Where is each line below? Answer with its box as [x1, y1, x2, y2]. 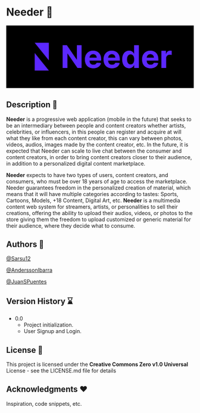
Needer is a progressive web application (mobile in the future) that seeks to [6, 116, 192, 123]
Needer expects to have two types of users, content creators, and [6, 171, 168, 178]
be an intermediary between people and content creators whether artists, [6, 122, 186, 129]
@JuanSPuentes [6, 278, 47, 285]
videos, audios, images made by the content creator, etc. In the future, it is [6, 141, 189, 148]
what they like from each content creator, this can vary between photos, [6, 134, 183, 142]
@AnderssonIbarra [6, 266, 52, 274]
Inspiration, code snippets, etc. [6, 400, 82, 407]
